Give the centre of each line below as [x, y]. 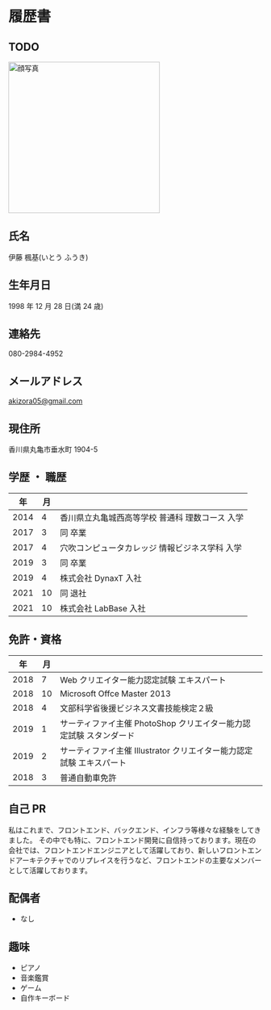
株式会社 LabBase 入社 [103, 608]
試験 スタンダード [102, 735]
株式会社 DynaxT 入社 [101, 578]
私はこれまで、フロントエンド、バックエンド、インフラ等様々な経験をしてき [135, 830]
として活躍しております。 [50, 870]
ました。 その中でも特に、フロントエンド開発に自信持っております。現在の [132, 840]
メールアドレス [46, 381]
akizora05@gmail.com [46, 401]
